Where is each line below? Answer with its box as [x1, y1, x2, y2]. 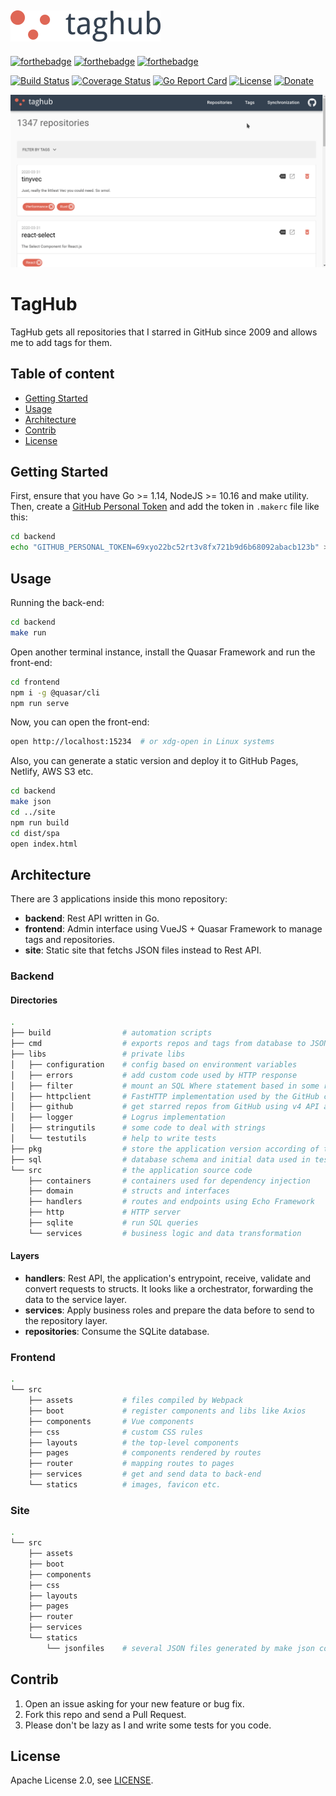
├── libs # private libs [10, 1049, 186, 1060]
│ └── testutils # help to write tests [10, 1134, 217, 1144]
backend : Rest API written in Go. [24, 912, 160, 925]
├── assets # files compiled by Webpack [28, 1396, 244, 1406]
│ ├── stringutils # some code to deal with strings [10, 1123, 267, 1133]
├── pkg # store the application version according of [10, 1144, 320, 1154]
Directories [10, 994, 58, 1006]
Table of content [10, 366, 115, 383]
